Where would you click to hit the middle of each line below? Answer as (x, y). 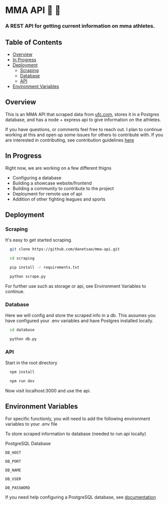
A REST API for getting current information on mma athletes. (80, 26)
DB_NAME (13, 470)
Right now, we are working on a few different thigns (58, 168)
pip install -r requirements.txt (45, 267)
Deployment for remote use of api (47, 193)
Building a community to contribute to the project (63, 188)
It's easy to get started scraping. (39, 240)
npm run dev (22, 381)
